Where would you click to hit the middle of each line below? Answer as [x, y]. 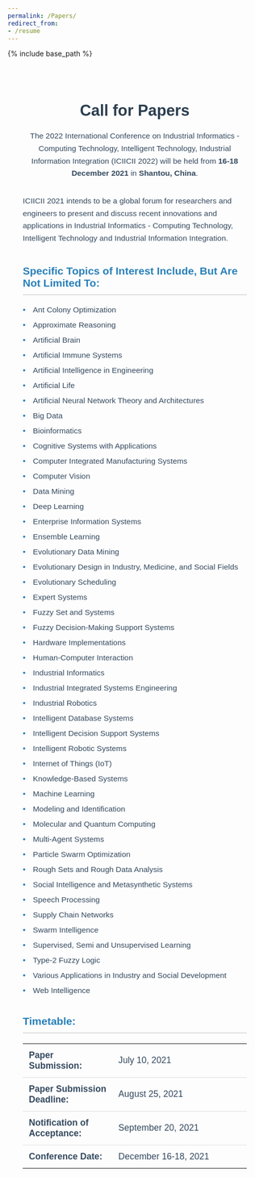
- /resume [24, 31]
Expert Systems [60, 597]
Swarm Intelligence [66, 929]
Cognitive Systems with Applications [95, 445]
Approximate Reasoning [74, 324]
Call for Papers [135, 111]
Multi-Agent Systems [69, 839]
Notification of [59, 1122]
